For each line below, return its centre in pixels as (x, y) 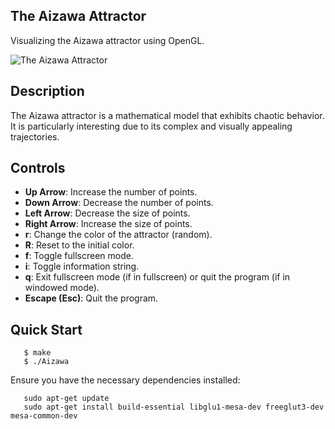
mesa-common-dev (44, 416)
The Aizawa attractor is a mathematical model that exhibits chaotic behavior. (167, 115)
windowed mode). (62, 288)
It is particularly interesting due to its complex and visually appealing (151, 126)
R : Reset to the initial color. (79, 245)
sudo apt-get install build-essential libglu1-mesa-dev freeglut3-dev (174, 407)
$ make (37, 353)
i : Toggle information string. (82, 266)
